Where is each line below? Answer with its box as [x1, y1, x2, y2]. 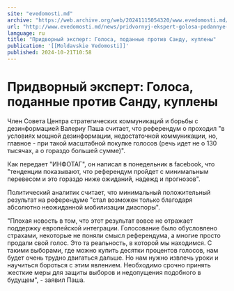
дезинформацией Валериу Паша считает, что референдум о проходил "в [7, 124, 225, 132]
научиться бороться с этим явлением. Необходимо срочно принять [7, 260, 211, 269]
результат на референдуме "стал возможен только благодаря [7, 196, 193, 204]
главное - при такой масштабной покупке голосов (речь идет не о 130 [7, 139, 217, 147]
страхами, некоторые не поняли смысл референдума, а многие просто [7, 231, 221, 239]
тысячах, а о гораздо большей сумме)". [7, 146, 126, 155]
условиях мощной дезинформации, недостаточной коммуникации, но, [7, 132, 218, 140]
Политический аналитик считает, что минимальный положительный [7, 188, 211, 196]
